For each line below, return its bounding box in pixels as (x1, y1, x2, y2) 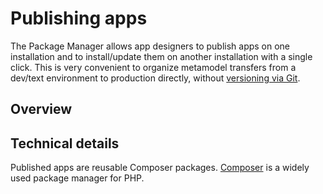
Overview (10, 101, 73, 118)
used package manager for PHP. (10, 172, 145, 184)
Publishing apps (10, 7, 148, 30)
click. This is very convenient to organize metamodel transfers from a (10, 61, 297, 73)
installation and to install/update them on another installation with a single (10, 50, 313, 62)
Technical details (10, 135, 120, 152)
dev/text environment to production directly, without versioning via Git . (10, 72, 301, 84)
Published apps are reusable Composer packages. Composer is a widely (10, 162, 310, 174)
